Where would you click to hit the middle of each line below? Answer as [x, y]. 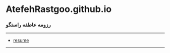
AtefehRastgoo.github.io [59, 9]
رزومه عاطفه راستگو [28, 25]
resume [21, 40]
